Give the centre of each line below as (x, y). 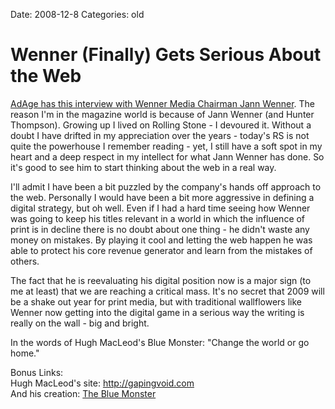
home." (25, 353)
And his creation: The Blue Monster (83, 393)
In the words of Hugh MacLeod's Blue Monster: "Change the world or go (160, 342)
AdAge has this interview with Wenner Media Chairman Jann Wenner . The (163, 103)
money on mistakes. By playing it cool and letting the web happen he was (161, 240)
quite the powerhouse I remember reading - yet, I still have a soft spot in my (166, 146)
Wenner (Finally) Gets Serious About (166, 55)
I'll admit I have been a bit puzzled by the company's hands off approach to (166, 186)
